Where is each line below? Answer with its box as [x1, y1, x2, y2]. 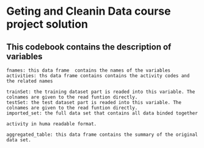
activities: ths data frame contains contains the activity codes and [6, 73, 190, 79]
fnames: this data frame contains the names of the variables [6, 67, 171, 73]
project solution [6, 17, 89, 31]
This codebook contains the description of [6, 42, 172, 52]
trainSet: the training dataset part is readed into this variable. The [6, 89, 195, 95]
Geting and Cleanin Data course [6, 4, 171, 18]
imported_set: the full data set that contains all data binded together [6, 110, 199, 116]
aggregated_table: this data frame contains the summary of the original [6, 131, 199, 138]
